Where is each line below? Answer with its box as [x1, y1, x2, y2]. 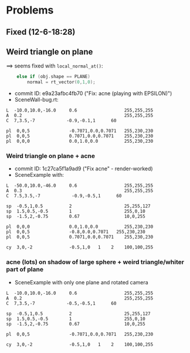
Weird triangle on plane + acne [6, 152, 96, 160]
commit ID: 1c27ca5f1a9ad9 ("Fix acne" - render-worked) [14, 165, 154, 172]
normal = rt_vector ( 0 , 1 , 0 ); [27, 79, 96, 85]
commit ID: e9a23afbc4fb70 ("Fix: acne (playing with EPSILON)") [14, 90, 172, 97]
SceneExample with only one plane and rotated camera [14, 278, 148, 285]
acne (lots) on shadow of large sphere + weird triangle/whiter [6, 258, 185, 266]
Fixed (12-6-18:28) [6, 27, 76, 37]
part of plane [6, 265, 44, 274]
